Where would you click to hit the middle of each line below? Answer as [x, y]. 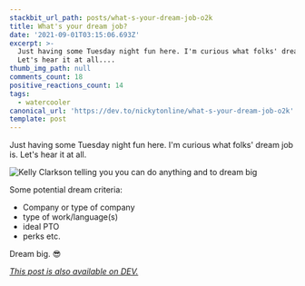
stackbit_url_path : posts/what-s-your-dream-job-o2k [111, 18]
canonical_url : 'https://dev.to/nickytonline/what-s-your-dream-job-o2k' [152, 111]
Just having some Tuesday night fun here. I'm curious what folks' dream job [151, 145]
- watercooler [44, 102]
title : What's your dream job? [69, 26]
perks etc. [41, 236]
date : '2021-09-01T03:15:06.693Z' [75, 35]
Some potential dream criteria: [66, 190]
